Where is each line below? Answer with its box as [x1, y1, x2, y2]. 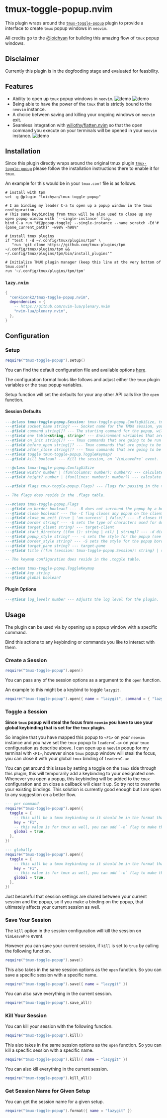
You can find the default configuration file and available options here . [5, 367, 147, 373]
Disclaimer [5, 55, 39, 63]
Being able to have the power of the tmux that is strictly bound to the [12, 101, 152, 107]
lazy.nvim [5, 280, 29, 286]
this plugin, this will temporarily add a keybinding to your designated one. [5, 771, 155, 777]
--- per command [5, 801, 39, 807]
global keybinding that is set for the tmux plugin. [5, 725, 106, 731]
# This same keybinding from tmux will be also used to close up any [5, 212, 153, 217]
